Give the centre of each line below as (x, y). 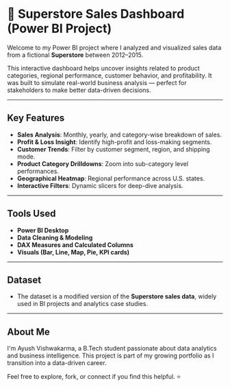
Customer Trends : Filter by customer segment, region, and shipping (113, 149)
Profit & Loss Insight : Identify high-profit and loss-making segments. (114, 142)
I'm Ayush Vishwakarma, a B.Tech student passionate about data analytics (112, 349)
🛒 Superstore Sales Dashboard (96, 14)
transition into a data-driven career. (57, 363)
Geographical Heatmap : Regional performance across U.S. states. (111, 178)
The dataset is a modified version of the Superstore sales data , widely (117, 296)
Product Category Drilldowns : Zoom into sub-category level (103, 163)
